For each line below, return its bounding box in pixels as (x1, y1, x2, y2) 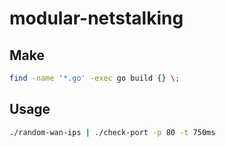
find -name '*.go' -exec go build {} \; (9, 73, 181, 83)
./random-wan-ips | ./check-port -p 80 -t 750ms (9, 127, 216, 137)
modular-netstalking (9, 7, 184, 30)
